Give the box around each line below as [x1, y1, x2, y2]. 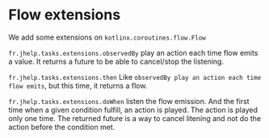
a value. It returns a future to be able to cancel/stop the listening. [8, 56, 225, 66]
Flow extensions [8, 6, 121, 24]
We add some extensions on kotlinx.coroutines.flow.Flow [8, 32, 206, 42]
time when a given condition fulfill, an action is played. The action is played [8, 105, 258, 115]
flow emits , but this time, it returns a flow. [8, 81, 148, 90]
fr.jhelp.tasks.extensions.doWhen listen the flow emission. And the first [8, 96, 250, 106]
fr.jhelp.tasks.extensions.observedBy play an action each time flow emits [8, 48, 258, 57]
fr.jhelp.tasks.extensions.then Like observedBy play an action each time [8, 72, 262, 82]
